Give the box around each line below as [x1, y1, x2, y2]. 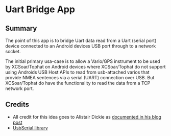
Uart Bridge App [5, 4, 76, 15]
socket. [5, 49, 21, 54]
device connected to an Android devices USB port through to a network [5, 43, 156, 49]
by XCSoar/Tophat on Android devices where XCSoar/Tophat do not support [5, 64, 166, 70]
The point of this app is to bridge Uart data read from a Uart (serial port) [5, 37, 157, 43]
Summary [5, 24, 37, 33]
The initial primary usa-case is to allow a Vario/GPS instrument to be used [5, 58, 160, 64]
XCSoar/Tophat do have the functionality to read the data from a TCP [5, 80, 151, 86]
